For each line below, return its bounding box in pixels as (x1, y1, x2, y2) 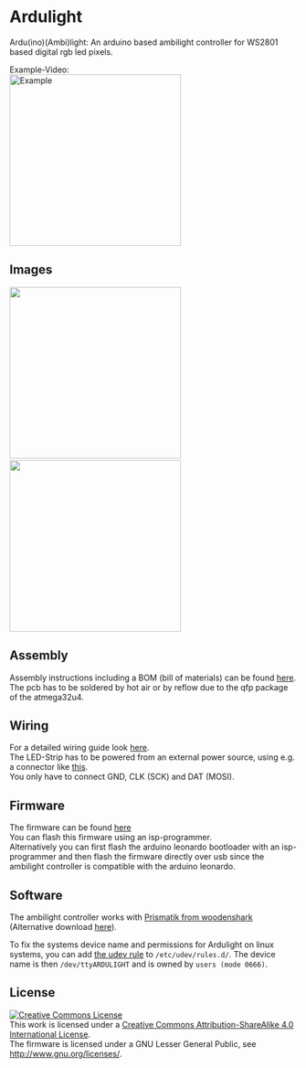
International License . (9, 1029, 91, 1040)
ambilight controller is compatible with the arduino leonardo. (9, 861, 236, 872)
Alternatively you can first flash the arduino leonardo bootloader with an (9, 841, 280, 852)
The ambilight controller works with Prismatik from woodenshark (9, 912, 253, 923)
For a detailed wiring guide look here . (9, 742, 150, 753)
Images (9, 262, 53, 278)
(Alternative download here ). (9, 922, 117, 932)
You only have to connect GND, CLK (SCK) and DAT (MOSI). (9, 771, 235, 783)
